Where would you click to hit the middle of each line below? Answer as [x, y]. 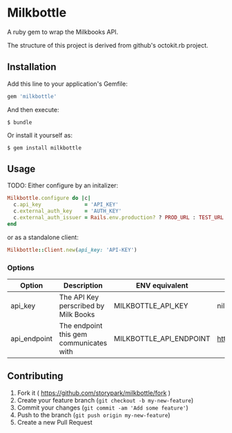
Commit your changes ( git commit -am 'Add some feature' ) [103, 407]
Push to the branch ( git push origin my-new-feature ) [94, 415]
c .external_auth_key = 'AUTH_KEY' [68, 211]
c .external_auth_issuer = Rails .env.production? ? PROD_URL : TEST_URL [119, 218]
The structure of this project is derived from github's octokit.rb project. [108, 45]
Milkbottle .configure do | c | [49, 199]
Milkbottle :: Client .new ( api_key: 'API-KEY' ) [72, 250]
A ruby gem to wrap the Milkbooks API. [63, 32]
